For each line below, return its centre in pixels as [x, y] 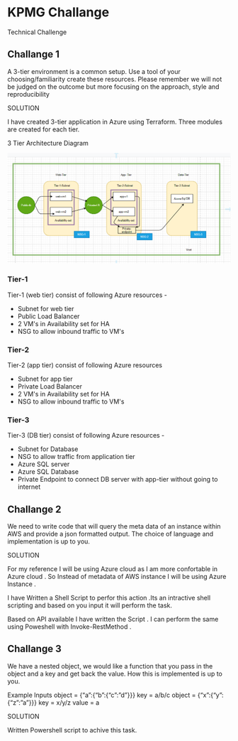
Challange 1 [34, 54]
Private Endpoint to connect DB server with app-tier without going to [118, 480]
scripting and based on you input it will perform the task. [90, 605]
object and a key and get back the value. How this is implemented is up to [115, 674]
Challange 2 [34, 509]
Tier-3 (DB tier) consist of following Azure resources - [86, 436]
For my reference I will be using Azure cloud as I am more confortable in [113, 569]
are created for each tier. [44, 129]
